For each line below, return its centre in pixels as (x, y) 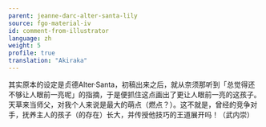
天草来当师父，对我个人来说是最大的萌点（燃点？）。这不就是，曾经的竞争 (129, 104)
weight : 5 (25, 46)
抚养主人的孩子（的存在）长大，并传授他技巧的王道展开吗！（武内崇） (138, 114)
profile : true (32, 53)
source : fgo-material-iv (50, 23)
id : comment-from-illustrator (59, 31)
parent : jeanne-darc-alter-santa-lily (73, 16)
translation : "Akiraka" (48, 61)
